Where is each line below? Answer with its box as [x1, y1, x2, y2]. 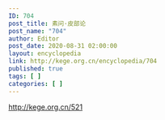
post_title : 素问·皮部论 [8, 19, 87, 28]
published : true [8, 65, 63, 73]
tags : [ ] [8, 72, 42, 80]
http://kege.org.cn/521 [8, 102, 83, 112]
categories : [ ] [8, 79, 63, 88]
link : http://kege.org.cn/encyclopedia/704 [8, 58, 158, 66]
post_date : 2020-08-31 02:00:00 [8, 42, 117, 50]
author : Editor [8, 34, 60, 43]
